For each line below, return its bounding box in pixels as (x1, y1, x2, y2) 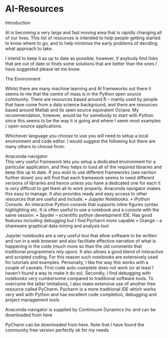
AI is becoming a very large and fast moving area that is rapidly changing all (5, 29, 162, 35)
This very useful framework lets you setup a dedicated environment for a (5, 158, 156, 164)
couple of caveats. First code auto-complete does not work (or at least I (5, 264, 154, 271)
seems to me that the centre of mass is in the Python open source (5, 91, 141, 97)
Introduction (5, 20, 31, 26)
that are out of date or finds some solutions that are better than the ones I (5, 60, 157, 66)
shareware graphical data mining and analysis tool (5, 223, 109, 229)
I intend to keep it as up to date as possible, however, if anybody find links (5, 55, 158, 61)
